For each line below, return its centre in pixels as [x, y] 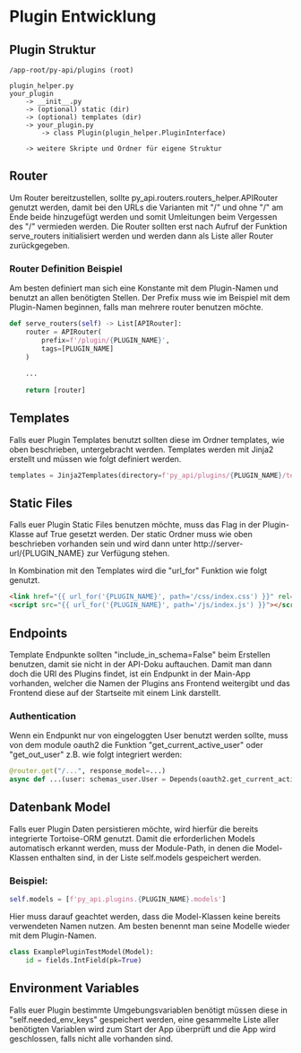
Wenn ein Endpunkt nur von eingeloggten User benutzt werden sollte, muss [149, 735]
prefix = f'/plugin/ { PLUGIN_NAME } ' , [106, 340]
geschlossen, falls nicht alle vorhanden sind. [91, 1039]
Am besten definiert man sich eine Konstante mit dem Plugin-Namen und [144, 288]
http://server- [219, 544]
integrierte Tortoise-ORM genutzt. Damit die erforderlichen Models [132, 838]
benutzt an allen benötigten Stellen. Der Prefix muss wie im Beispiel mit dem [150, 298]
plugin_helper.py [42, 86]
